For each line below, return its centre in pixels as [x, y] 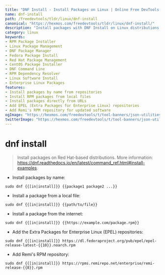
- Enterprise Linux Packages [35, 83]
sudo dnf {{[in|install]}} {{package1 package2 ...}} [61, 186]
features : [15, 87]
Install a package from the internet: [48, 214]
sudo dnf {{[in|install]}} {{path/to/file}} [51, 205]
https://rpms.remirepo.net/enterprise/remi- [108, 263]
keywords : [15, 37]
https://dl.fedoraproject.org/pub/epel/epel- [110, 241]
